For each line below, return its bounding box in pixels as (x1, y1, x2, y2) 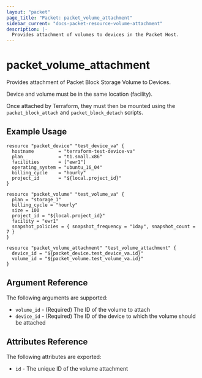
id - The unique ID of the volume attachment (15, 364, 129, 372)
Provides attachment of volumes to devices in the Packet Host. (12, 32, 179, 38)
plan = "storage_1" (12, 196, 62, 202)
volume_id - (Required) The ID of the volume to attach (15, 306, 151, 313)
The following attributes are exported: (6, 353, 102, 360)
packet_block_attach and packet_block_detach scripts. (6, 109, 144, 117)
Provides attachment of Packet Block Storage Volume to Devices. (6, 79, 171, 86)
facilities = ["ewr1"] (12, 159, 86, 165)
